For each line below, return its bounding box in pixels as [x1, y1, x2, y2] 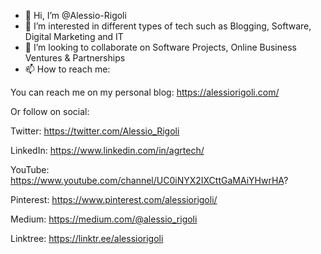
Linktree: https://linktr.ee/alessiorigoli [10, 233, 164, 244]
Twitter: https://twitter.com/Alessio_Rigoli [10, 125, 180, 137]
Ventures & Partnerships [24, 52, 126, 64]
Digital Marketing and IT [24, 31, 124, 42]
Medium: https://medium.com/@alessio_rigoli [10, 213, 198, 225]
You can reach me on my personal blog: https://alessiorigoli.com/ [10, 86, 280, 98]
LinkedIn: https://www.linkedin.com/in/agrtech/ [10, 145, 205, 156]
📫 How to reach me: [24, 63, 111, 75]
